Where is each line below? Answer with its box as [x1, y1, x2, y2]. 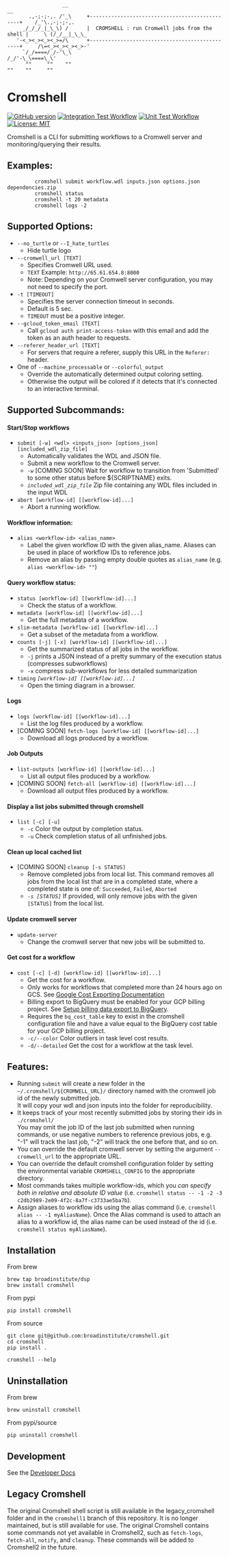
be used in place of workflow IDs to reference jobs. [27, 548, 172, 556]
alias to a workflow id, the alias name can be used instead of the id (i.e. [16, 1217, 217, 1225]
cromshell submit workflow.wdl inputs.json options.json [34, 178, 200, 185]
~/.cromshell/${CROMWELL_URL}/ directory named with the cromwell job [16, 1086, 217, 1095]
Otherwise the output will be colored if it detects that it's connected [27, 377, 217, 385]
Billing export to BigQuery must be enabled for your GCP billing [27, 997, 205, 1006]
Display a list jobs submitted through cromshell [7, 802, 144, 810]
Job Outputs [7, 749, 43, 758]
